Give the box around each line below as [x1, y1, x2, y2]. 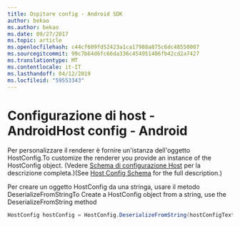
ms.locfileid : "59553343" [7, 76, 84, 84]
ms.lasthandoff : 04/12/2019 [7, 70, 91, 77]
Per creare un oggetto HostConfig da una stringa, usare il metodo [7, 183, 200, 191]
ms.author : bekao [7, 24, 59, 31]
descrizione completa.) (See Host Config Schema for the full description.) [7, 169, 223, 178]
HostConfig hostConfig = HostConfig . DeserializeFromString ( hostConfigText [7, 212, 235, 219]
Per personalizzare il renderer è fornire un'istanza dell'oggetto [7, 146, 191, 155]
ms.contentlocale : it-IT [7, 63, 81, 71]
